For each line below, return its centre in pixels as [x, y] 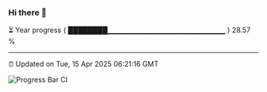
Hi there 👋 [28, 13]
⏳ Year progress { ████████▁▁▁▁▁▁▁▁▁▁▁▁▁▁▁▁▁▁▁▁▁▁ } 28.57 [130, 30]
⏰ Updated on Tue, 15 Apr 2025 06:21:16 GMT [83, 64]
